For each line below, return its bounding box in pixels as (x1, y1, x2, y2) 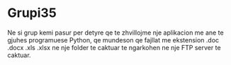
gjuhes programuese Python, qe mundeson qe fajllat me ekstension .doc (7, 35, 220, 44)
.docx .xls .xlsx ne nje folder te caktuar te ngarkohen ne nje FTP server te (7, 43, 221, 52)
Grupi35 (7, 5, 57, 21)
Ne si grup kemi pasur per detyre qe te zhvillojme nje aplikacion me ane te (7, 28, 225, 37)
